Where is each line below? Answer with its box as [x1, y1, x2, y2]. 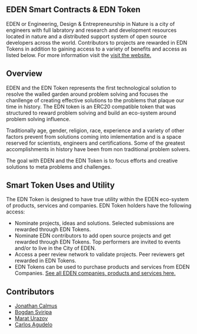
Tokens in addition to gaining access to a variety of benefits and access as [6, 45, 187, 52]
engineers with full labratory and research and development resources [6, 26, 177, 34]
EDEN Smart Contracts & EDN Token [6, 5, 141, 15]
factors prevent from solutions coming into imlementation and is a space [6, 133, 182, 140]
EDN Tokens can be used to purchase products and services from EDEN [14, 263, 190, 270]
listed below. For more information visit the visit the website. [6, 51, 152, 58]
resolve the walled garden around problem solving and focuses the [6, 91, 169, 98]
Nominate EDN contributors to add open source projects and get [14, 232, 171, 239]
